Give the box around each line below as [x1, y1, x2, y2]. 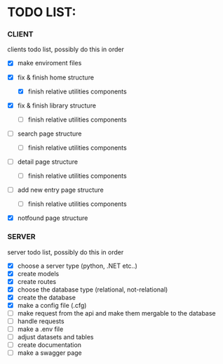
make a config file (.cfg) [17, 301, 87, 309]
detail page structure [17, 157, 79, 166]
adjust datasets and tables [17, 333, 94, 342]
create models [17, 269, 60, 278]
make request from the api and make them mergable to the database [17, 308, 216, 317]
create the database [17, 293, 76, 301]
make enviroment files [17, 59, 82, 67]
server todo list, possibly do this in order [7, 247, 124, 256]
